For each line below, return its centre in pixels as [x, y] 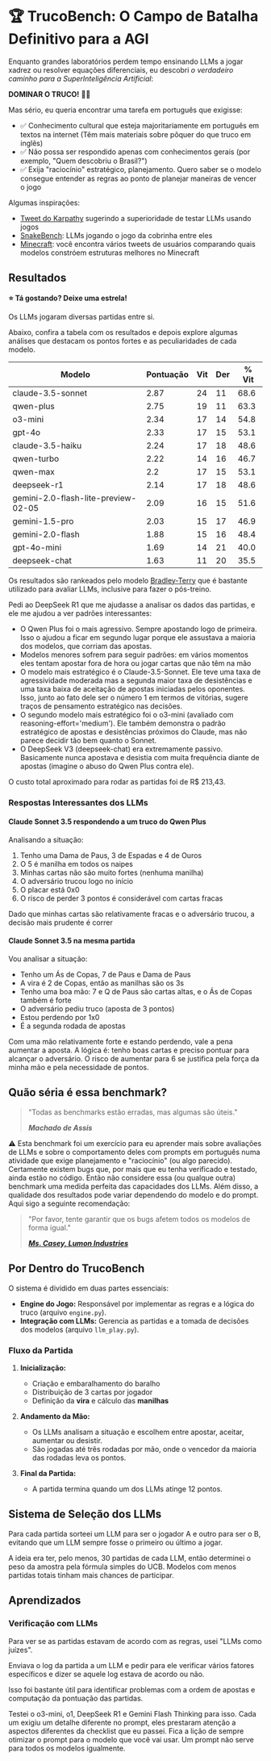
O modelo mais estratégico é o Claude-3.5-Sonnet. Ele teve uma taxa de [140, 671]
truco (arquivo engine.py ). [63, 1312]
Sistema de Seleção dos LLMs [85, 1514]
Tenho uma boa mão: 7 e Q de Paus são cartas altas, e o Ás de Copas [136, 992]
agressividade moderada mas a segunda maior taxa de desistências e [136, 680]
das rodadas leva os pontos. [79, 1458]
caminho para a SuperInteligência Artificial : [81, 78]
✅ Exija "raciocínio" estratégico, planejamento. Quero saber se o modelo [141, 169]
